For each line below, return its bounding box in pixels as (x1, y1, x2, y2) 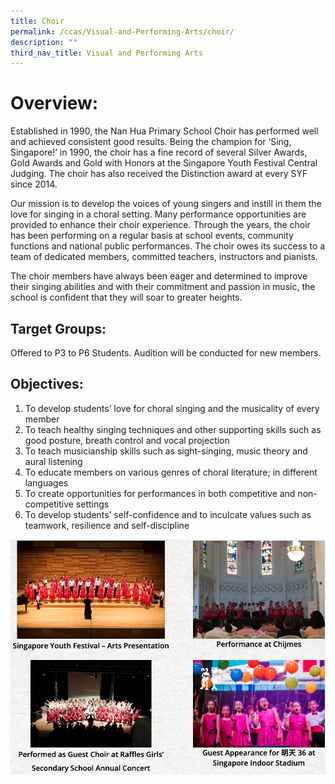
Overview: (10, 92, 99, 115)
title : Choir (10, 16, 65, 26)
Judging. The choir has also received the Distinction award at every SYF (10, 168, 308, 180)
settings (75, 498, 110, 510)
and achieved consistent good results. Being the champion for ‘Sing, (10, 136, 292, 148)
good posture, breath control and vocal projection (24, 434, 230, 446)
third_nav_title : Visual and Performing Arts (10, 48, 203, 58)
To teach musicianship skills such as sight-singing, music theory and (24, 445, 308, 457)
